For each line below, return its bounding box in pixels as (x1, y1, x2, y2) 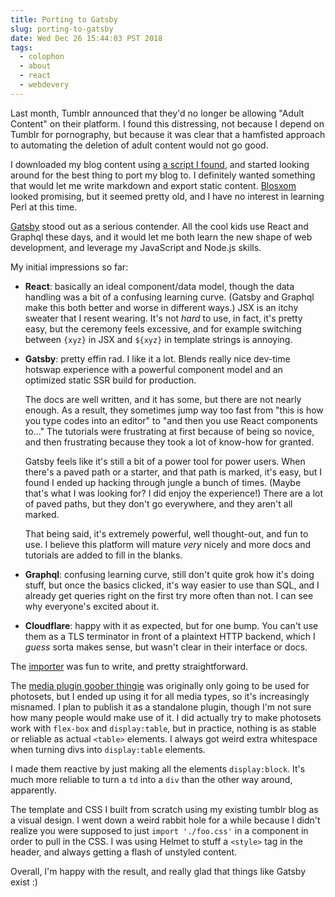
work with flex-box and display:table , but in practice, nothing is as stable (10, 722, 317, 734)
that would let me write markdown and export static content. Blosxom (10, 179, 297, 191)
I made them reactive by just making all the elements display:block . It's (10, 762, 306, 775)
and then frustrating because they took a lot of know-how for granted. (24, 436, 315, 448)
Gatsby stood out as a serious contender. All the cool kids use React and (10, 220, 309, 232)
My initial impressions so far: (10, 261, 129, 273)
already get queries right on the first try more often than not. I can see (24, 589, 314, 601)
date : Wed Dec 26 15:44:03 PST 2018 (10, 33, 163, 43)
